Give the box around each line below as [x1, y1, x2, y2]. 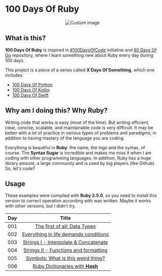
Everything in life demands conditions [22, 231, 109, 238]
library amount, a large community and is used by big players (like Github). [5, 160, 156, 166]
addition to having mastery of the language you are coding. [5, 135, 125, 141]
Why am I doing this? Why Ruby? [5, 107, 108, 115]
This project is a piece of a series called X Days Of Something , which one [5, 67, 155, 73]
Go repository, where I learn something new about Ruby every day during [5, 52, 154, 58]
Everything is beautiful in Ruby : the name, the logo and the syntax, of [5, 144, 145, 150]
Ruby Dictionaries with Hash [32, 263, 98, 270]
